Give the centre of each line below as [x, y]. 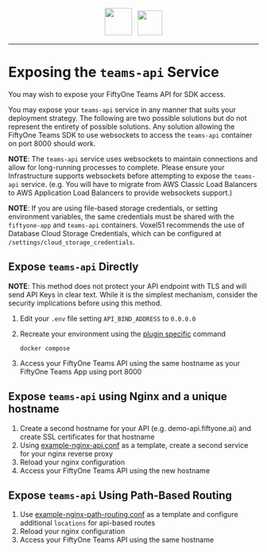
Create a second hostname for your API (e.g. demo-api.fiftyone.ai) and [135, 428]
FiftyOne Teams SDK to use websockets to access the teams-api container [130, 134]
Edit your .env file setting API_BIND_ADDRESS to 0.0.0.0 [108, 318]
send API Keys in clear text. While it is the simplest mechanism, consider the [133, 294]
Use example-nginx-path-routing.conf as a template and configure [129, 515]
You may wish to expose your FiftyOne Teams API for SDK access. [117, 94]
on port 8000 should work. [52, 143]
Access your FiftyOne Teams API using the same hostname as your [130, 363]
